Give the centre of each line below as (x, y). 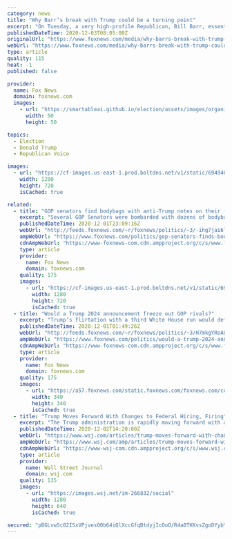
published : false (32, 71)
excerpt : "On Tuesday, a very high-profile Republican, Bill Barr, (106, 26)
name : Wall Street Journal (64, 468)
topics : (18, 135)
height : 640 (49, 506)
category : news (29, 13)
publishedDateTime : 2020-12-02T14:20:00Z (80, 429)
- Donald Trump (35, 148)
